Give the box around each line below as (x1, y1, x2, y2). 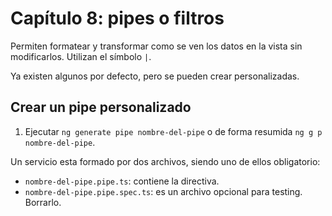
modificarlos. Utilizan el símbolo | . (10, 50, 152, 62)
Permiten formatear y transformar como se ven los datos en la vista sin (10, 40, 303, 52)
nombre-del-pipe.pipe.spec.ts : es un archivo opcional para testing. (24, 185, 303, 197)
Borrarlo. (24, 196, 62, 208)
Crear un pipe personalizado (10, 99, 192, 116)
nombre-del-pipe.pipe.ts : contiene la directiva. (24, 175, 220, 187)
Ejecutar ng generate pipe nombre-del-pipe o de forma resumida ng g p (24, 125, 323, 137)
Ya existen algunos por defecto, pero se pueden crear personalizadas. (10, 70, 300, 82)
